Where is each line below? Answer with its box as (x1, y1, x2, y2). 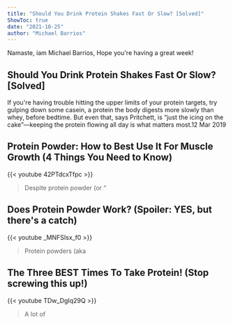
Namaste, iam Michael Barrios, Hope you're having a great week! (7, 49, 194, 57)
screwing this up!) (7, 278, 88, 290)
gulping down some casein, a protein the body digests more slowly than (7, 106, 214, 114)
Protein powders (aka (24, 247, 87, 255)
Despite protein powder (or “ (24, 183, 107, 192)
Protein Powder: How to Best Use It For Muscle (7, 141, 213, 153)
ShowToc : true (7, 17, 49, 24)
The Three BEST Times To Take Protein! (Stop (7, 267, 209, 279)
